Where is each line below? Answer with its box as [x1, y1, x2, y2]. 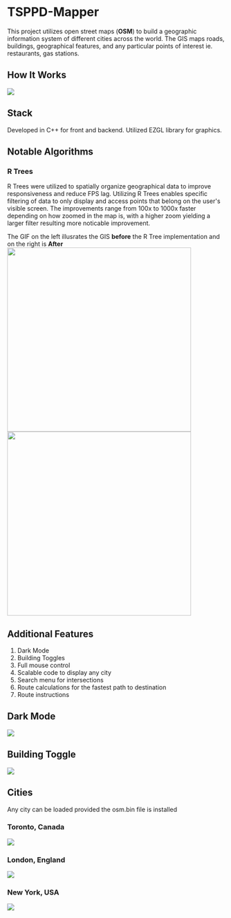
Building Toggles [17, 654, 66, 662]
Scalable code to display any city [17, 669, 112, 677]
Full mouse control [17, 661, 71, 669]
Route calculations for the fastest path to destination [17, 683, 167, 691]
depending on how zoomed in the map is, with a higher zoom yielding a [7, 212, 211, 220]
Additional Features [7, 628, 94, 639]
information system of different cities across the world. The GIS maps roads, [7, 34, 225, 42]
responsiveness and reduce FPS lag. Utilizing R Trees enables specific [7, 190, 208, 198]
